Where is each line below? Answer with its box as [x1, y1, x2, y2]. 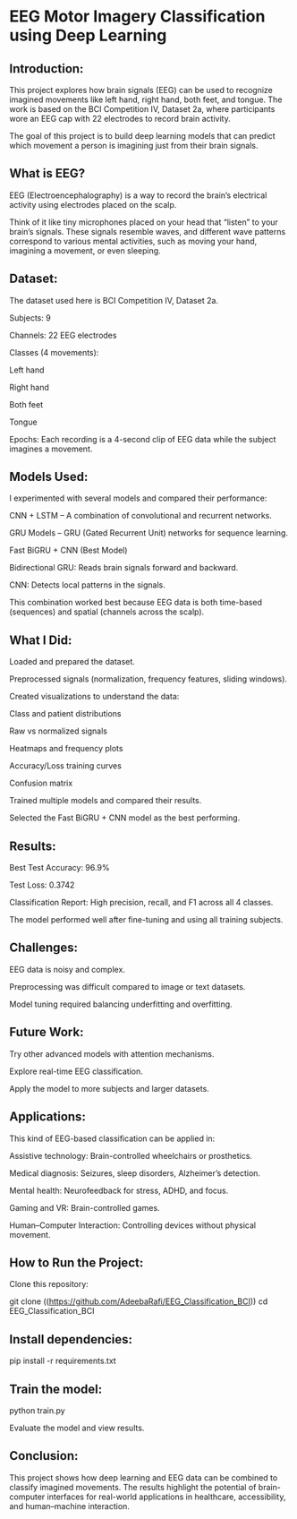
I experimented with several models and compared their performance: [9, 493, 267, 503]
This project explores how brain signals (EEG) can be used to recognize [9, 85, 273, 95]
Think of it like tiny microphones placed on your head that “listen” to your [9, 217, 279, 227]
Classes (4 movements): [9, 347, 99, 357]
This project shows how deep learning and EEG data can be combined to [9, 1472, 278, 1483]
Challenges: [9, 940, 79, 956]
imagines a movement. [9, 443, 93, 454]
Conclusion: [9, 1448, 79, 1463]
